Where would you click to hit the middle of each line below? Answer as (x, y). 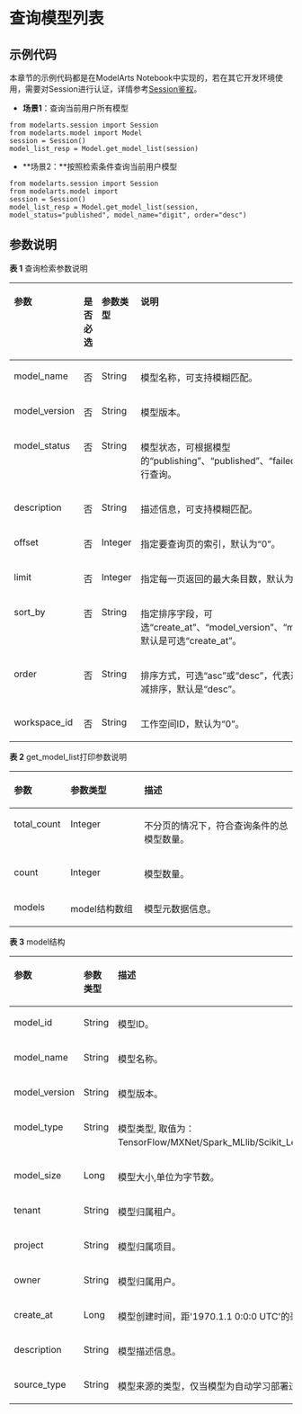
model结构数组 (102, 908)
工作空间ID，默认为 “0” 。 (192, 723)
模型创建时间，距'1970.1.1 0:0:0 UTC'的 (204, 1316)
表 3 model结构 (37, 942)
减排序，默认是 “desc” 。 (191, 689)
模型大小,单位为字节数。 (169, 1177)
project (29, 1245)
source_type (40, 1384)
